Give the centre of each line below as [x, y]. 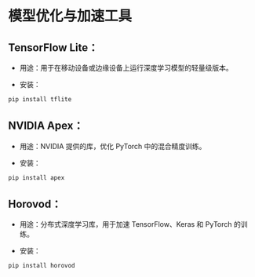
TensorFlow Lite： [53, 47]
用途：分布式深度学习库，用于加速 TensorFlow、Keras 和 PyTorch [126, 224]
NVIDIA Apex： [46, 126]
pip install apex [36, 177]
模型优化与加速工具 [70, 16]
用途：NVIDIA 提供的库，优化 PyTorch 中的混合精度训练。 [113, 146]
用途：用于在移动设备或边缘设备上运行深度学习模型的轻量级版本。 [126, 68]
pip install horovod [42, 266]
